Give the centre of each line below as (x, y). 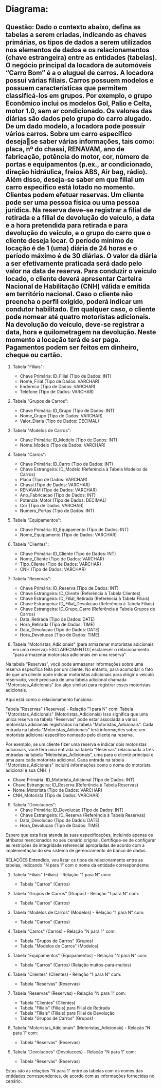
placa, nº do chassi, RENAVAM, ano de (65, 149)
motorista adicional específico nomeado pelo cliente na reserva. (70, 735)
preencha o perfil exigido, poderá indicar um (74, 301)
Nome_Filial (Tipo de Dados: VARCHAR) (60, 381)
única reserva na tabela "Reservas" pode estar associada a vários (72, 719)
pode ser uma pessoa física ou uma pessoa (72, 202)
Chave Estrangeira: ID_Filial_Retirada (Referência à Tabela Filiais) (85, 598)
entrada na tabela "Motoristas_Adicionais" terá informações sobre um (75, 730)
